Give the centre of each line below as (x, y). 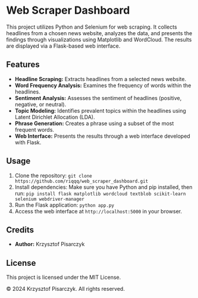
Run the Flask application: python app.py (65, 205)
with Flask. (28, 142)
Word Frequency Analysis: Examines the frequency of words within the (103, 85)
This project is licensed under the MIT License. (64, 277)
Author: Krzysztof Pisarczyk (50, 244)
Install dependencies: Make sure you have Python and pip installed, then (103, 187)
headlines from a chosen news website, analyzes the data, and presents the (99, 33)
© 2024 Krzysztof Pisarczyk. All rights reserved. (65, 289)
